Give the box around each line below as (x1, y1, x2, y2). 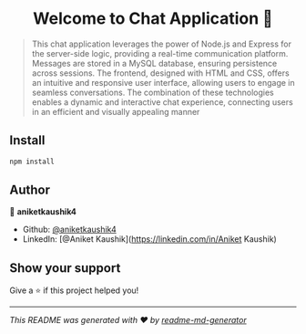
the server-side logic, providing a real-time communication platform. (31, 47, 289, 58)
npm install (9, 157, 55, 166)
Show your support (9, 260, 121, 276)
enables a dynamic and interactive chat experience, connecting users (31, 96, 293, 108)
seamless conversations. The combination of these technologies (31, 87, 275, 98)
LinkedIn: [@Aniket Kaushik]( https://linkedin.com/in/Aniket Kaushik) (22, 234, 278, 245)
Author (9, 183, 50, 198)
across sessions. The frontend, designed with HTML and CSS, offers (31, 68, 290, 78)
